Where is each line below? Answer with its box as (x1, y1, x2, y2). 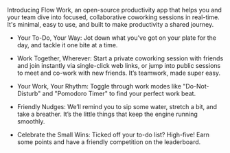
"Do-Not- (183, 82, 209, 90)
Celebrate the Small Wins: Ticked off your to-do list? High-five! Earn (16, 130, 210, 139)
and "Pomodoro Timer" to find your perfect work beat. (42, 89, 196, 97)
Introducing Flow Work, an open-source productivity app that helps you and (7, 6, 222, 14)
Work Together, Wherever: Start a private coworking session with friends (16, 54, 224, 62)
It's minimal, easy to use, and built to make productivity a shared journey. (7, 21, 214, 28)
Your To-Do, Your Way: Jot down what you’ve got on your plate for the (16, 34, 216, 42)
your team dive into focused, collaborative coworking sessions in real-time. (7, 13, 220, 21)
